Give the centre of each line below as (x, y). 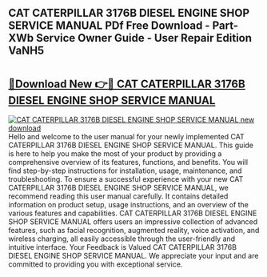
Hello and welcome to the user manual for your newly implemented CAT (127, 136)
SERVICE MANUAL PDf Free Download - (109, 26)
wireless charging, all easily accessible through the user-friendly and (122, 239)
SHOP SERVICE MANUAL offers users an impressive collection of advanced (133, 222)
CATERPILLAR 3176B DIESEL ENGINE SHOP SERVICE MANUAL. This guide (131, 145)
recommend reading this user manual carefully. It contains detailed (118, 196)
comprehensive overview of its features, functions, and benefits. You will (128, 162)
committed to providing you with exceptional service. (96, 264)
